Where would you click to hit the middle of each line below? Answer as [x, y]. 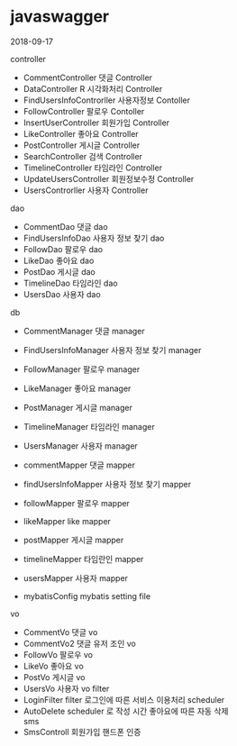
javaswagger [60, 17]
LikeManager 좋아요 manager [77, 388]
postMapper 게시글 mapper [73, 540]
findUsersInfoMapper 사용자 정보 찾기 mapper [107, 484]
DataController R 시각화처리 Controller [93, 88]
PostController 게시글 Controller [82, 145]
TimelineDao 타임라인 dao [70, 283]
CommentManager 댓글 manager [84, 331]
